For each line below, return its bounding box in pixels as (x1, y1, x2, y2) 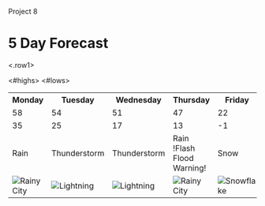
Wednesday (115, 94, 162, 105)
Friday (224, 94, 250, 105)
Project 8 (8, 7, 38, 16)
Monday (12, 94, 44, 105)
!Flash (172, 142, 196, 153)
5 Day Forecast (8, 35, 109, 52)
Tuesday (61, 94, 95, 105)
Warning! (172, 162, 207, 173)
